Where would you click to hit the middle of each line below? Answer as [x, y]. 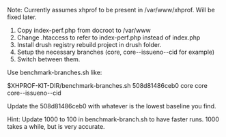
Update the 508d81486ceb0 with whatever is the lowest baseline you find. [112, 106]
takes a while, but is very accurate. [56, 126]
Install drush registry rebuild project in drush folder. [89, 45]
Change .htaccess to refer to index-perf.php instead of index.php [109, 37]
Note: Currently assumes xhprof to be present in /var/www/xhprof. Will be [111, 10]
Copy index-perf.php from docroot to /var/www [84, 30]
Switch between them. [48, 59]
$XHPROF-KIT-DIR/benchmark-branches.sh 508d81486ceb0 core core [108, 86]
